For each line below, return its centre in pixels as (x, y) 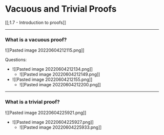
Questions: (16, 60)
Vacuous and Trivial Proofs (61, 9)
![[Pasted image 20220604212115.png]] (45, 50)
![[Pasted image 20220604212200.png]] (60, 85)
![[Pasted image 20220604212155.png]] (52, 79)
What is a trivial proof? (32, 102)
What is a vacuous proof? (36, 39)
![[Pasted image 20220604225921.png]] (46, 113)
